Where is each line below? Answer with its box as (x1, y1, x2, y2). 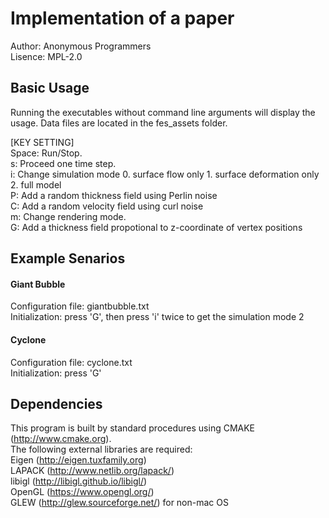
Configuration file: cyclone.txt (10, 356, 133, 368)
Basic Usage (10, 80, 90, 97)
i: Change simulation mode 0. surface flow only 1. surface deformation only (10, 168, 320, 180)
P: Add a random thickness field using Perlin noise (10, 189, 218, 201)
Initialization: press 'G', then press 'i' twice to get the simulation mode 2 (10, 311, 305, 323)
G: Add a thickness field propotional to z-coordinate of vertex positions (10, 221, 303, 233)
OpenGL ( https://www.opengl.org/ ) (10, 486, 155, 498)
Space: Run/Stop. (10, 147, 83, 159)
